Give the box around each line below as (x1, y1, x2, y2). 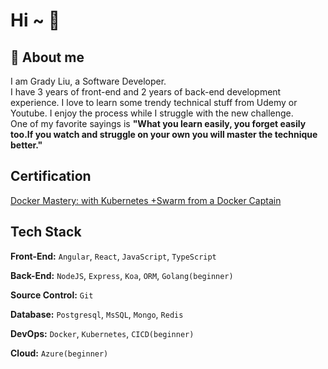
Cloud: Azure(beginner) (10, 347, 109, 359)
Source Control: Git (10, 289, 94, 301)
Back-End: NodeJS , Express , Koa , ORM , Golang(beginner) (10, 269, 234, 281)
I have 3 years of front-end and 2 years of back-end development (10, 86, 282, 98)
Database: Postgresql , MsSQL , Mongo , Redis (10, 308, 184, 320)
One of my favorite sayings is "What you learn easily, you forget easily (10, 118, 307, 129)
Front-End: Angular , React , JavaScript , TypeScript (10, 250, 217, 262)
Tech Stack (10, 224, 82, 241)
